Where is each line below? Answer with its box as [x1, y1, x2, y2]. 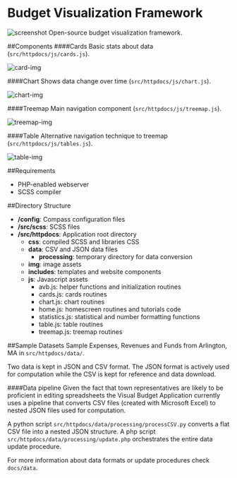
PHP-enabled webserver [17, 180, 90, 189]
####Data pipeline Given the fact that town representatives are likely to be [7, 383, 224, 392]
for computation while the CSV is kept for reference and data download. [7, 369, 217, 378]
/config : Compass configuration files [17, 215, 126, 223]
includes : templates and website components [28, 267, 162, 276]
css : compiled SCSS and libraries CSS [28, 237, 140, 246]
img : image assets [28, 260, 82, 268]
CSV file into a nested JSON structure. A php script [7, 427, 157, 436]
